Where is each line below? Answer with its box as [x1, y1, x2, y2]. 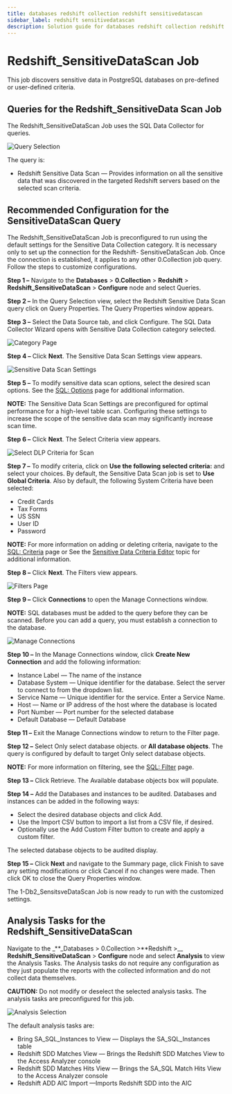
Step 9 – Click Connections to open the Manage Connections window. [7, 595, 208, 603]
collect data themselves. [7, 973, 78, 982]
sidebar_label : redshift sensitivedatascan [7, 17, 135, 24]
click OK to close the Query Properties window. [7, 874, 142, 882]
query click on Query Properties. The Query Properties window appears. [7, 304, 214, 312]
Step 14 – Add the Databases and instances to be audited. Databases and [7, 789, 217, 797]
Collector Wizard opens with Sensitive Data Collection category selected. [7, 325, 216, 333]
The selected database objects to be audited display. [7, 846, 158, 854]
